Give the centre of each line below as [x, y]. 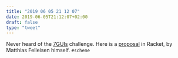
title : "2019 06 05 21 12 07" [43, 11]
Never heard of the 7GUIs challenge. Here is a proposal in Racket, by [89, 44]
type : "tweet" [23, 28]
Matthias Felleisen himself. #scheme [48, 50]
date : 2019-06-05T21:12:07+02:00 [47, 17]
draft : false [22, 22]
